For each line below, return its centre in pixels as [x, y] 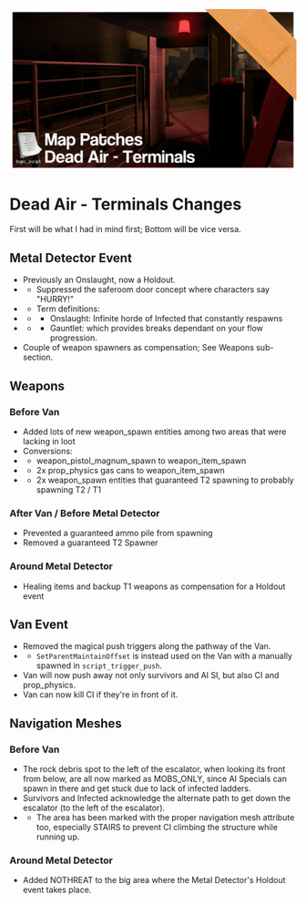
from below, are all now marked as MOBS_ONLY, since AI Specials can [154, 779]
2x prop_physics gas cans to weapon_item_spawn [130, 470]
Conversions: [47, 451]
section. [38, 357]
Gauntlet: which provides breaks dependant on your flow [157, 329]
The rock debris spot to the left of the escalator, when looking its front [154, 769]
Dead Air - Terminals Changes [126, 204]
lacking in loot [49, 441]
